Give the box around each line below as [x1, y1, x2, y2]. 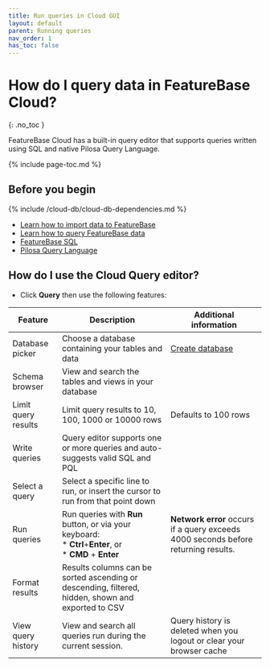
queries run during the [61, 630, 146, 641]
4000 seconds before [170, 534, 253, 545]
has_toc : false [8, 42, 59, 50]
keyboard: [61, 528, 100, 539]
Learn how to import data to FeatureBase [19, 219, 156, 229]
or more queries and [61, 442, 139, 453]
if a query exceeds [170, 523, 241, 534]
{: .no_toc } [8, 120, 45, 129]
